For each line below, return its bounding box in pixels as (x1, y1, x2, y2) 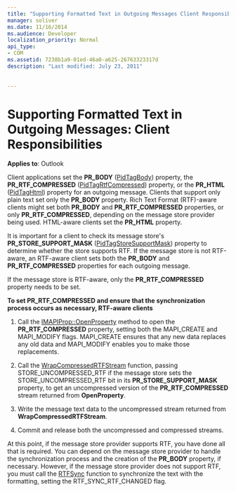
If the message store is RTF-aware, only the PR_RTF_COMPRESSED (7, 276, 204, 284)
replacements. (17, 348, 60, 356)
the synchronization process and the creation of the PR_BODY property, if (7, 455, 221, 463)
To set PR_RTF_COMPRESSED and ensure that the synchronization (7, 297, 206, 305)
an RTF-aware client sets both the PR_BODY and (28, 254, 170, 263)
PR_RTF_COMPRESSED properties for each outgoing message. (7, 262, 191, 270)
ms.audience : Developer (7, 30, 77, 37)
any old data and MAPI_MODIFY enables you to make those (17, 340, 190, 349)
